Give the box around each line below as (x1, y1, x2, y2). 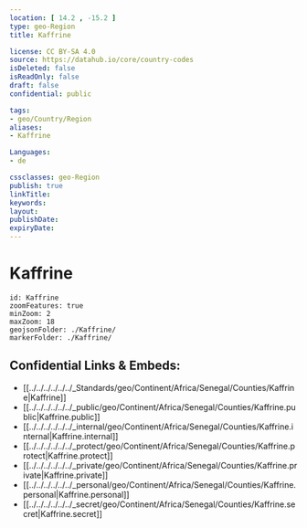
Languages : (9, 148, 51, 157)
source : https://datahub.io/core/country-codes (9, 56, 195, 65)
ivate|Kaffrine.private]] (22, 470, 109, 480)
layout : (9, 206, 39, 216)
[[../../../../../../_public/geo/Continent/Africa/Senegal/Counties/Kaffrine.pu (22, 401, 297, 412)
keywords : (9, 198, 48, 207)
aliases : (9, 122, 43, 132)
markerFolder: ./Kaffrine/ (9, 333, 112, 343)
